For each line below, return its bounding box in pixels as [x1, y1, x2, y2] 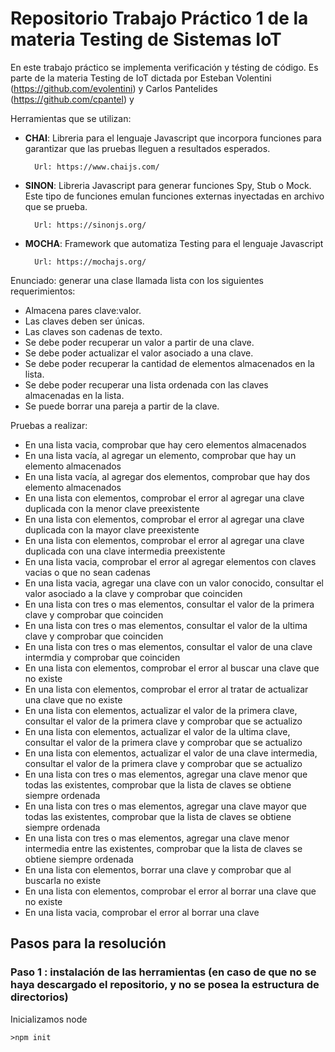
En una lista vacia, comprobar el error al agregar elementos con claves [24, 555, 317, 567]
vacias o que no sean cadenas [24, 566, 151, 578]
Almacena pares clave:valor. [24, 304, 142, 316]
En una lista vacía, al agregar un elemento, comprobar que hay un [24, 449, 297, 461]
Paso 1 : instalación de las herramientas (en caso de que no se [10, 965, 317, 979]
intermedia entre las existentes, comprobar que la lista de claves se [24, 842, 303, 854]
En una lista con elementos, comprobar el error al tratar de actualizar [24, 683, 309, 695]
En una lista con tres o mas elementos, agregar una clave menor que [24, 768, 308, 780]
